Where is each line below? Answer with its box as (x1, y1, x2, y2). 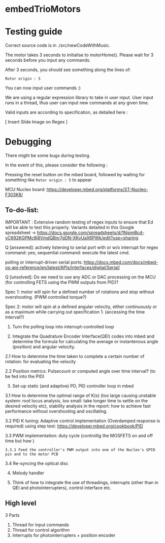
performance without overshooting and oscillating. (5, 408, 107, 414)
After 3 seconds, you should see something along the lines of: (5, 67, 131, 73)
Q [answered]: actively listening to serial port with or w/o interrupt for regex (5, 244, 159, 250)
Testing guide (5, 26, 63, 38)
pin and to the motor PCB (5, 452, 58, 457)
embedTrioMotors (5, 3, 81, 15)
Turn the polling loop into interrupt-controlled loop (12, 323, 114, 329)
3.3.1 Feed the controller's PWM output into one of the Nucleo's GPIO (5, 447, 155, 452)
